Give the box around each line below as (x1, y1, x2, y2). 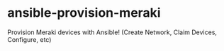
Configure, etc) (7, 35, 52, 43)
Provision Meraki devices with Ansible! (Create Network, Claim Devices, (7, 28, 218, 36)
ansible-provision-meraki (7, 5, 161, 21)
